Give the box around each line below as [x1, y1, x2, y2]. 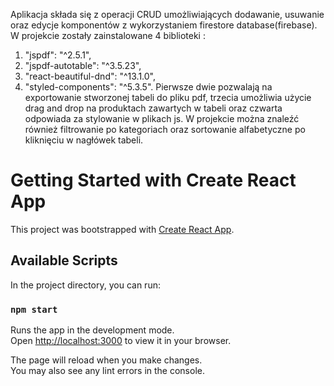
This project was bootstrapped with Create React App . [10, 223, 235, 235]
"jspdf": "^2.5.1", [24, 49, 92, 61]
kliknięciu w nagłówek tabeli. [24, 134, 144, 146]
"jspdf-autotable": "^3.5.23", [24, 60, 142, 71]
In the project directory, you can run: [10, 279, 161, 291]
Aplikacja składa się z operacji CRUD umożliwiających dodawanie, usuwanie [10, 9, 325, 20]
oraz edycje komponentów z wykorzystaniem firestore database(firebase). [10, 19, 318, 31]
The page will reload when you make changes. [10, 354, 203, 366]
